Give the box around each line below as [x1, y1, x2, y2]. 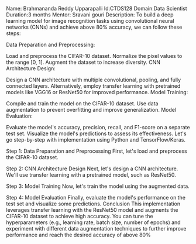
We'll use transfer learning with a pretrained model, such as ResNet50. [6, 171, 177, 178]
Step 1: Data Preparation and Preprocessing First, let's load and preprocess [6, 147, 187, 154]
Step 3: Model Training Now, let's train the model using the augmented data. [6, 183, 190, 190]
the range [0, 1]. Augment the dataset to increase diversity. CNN [6, 59, 161, 66]
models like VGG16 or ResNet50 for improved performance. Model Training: [6, 89, 188, 95]
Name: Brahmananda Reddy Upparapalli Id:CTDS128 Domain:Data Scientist [6, 5, 187, 12]
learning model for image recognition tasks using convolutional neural [6, 18, 174, 24]
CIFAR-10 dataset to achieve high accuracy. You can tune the [6, 213, 153, 219]
